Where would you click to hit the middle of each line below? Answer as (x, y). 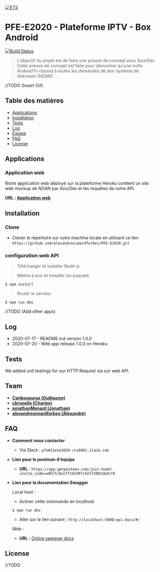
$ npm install (19, 285)
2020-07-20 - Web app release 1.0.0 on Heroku (60, 344)
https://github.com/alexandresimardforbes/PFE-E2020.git (71, 244)
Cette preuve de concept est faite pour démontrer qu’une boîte (80, 65)
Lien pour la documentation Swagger (50, 482)
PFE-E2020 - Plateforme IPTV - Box (78, 27)
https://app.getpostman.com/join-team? (72, 469)
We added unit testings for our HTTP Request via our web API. (67, 371)
